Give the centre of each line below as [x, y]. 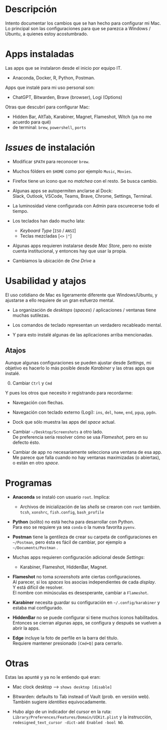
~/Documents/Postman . [35, 547]
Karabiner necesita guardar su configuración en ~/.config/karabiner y [86, 602]
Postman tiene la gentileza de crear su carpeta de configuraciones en [85, 537]
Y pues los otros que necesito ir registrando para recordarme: [69, 393]
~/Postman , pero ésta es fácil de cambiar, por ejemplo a [69, 542]
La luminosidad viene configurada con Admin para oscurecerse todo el [86, 206]
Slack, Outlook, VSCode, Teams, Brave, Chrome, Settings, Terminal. [82, 196]
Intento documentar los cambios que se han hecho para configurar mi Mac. [83, 23]
